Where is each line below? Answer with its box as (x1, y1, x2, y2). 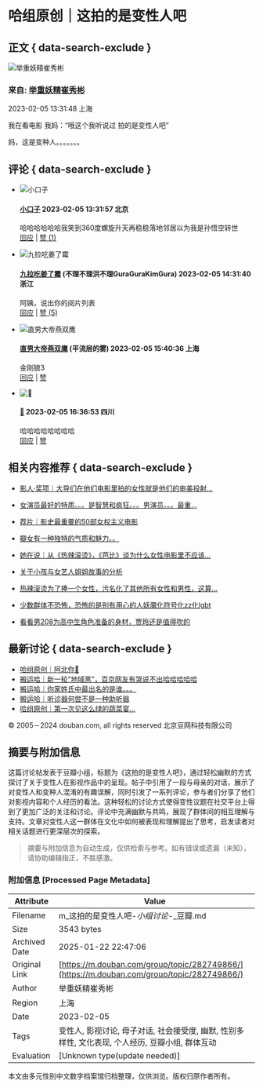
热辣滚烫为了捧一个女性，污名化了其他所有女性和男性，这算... (19, 583, 218, 593)
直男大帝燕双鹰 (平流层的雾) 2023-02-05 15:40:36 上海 (19, 344, 200, 353)
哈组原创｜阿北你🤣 (19, 664, 80, 674)
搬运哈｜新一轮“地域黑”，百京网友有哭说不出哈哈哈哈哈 (19, 674, 198, 684)
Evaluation (12, 1050, 51, 1061)
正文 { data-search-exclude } (8, 41, 152, 54)
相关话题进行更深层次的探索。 (8, 827, 104, 836)
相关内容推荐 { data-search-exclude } (8, 461, 193, 475)
